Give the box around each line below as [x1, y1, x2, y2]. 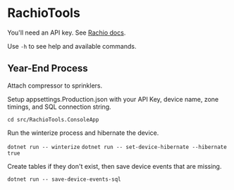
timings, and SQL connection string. [7, 102, 111, 111]
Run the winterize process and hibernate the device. [7, 129, 159, 137]
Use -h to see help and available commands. [7, 42, 137, 50]
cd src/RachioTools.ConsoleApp [7, 116, 99, 123]
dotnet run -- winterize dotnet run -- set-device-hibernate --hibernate [7, 143, 227, 150]
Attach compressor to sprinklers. [7, 81, 103, 90]
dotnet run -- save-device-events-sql [7, 175, 121, 183]
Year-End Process [7, 62, 88, 75]
